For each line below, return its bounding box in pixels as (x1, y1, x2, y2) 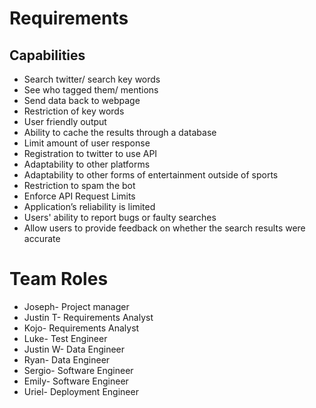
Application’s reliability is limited (23, 201, 156, 212)
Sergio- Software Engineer (23, 364, 134, 376)
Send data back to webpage (23, 95, 141, 106)
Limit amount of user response (23, 137, 151, 149)
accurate (23, 233, 61, 244)
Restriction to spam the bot (23, 180, 136, 191)
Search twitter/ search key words (23, 73, 161, 85)
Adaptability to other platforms (23, 158, 151, 170)
